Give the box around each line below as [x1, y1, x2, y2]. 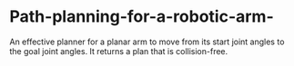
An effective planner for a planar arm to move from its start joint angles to [9, 36, 285, 47]
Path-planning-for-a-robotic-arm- [9, 6, 275, 27]
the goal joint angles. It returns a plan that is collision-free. [9, 45, 228, 56]
